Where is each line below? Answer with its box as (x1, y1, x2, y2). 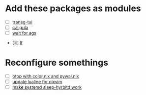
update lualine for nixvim (12, 79, 62, 85)
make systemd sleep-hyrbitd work (12, 84, 82, 90)
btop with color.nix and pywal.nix (12, 74, 80, 79)
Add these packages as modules (5, 3, 141, 14)
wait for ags (12, 30, 37, 36)
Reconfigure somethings (5, 57, 109, 68)
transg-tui (12, 19, 33, 25)
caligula (12, 25, 29, 30)
